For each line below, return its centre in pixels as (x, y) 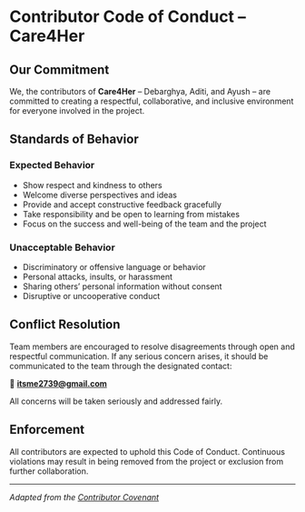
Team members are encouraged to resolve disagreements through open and (152, 346)
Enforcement (47, 430)
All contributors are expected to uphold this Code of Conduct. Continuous (148, 451)
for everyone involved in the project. (77, 110)
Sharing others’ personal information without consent (122, 286)
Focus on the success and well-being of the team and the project (144, 224)
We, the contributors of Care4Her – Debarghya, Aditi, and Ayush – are (140, 91)
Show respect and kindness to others (92, 185)
